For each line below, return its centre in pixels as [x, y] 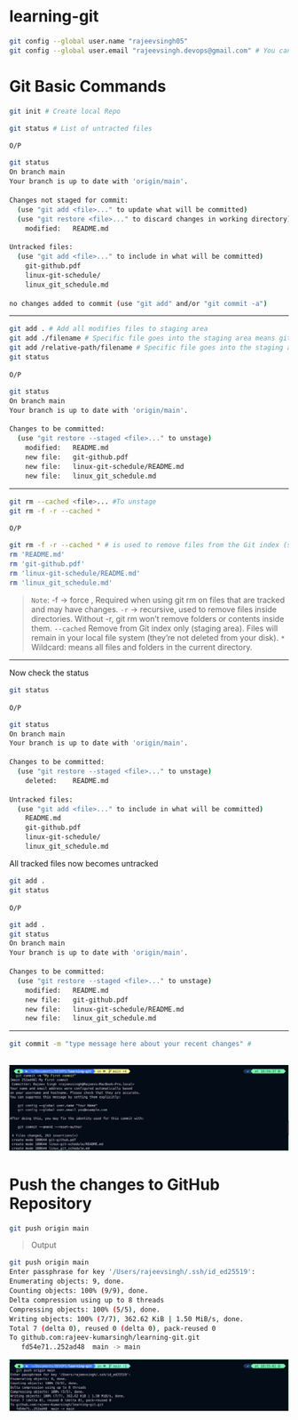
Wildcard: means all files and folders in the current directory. [141, 647]
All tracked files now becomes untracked [84, 863]
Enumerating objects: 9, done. [67, 1282]
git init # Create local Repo [65, 111]
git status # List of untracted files [81, 128]
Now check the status [49, 673]
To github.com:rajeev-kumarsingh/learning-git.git [105, 1338]
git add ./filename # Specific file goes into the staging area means [142, 339]
